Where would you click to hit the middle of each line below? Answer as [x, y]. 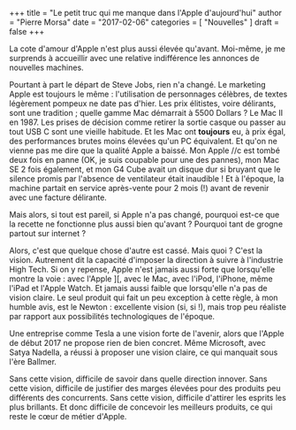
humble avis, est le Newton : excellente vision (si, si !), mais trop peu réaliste [148, 307]
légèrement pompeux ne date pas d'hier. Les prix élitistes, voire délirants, [143, 104]
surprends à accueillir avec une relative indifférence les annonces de [135, 58]
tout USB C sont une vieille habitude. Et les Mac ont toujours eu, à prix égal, [148, 131]
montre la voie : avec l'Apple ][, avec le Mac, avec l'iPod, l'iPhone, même [141, 279]
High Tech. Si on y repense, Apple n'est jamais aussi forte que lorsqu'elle [142, 269]
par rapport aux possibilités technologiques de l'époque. [112, 316]
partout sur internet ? [48, 233]
